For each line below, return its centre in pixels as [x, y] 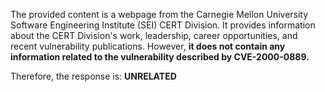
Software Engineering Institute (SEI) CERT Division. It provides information [163, 25]
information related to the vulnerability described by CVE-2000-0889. [160, 57]
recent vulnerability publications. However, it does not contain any [148, 46]
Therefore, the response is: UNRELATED [93, 76]
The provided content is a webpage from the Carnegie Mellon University [159, 14]
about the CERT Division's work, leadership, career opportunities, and [154, 35]
